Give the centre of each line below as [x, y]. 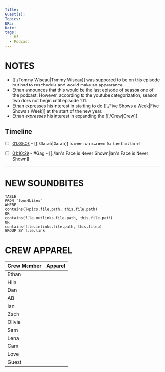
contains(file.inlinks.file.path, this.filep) [54, 227]
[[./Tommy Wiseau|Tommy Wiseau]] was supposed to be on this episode [86, 80]
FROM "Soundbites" [24, 200]
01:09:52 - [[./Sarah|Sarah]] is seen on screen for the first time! [76, 143]
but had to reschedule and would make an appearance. [68, 85]
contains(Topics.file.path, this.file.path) [51, 209]
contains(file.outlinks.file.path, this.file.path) [59, 218]
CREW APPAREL [39, 250]
